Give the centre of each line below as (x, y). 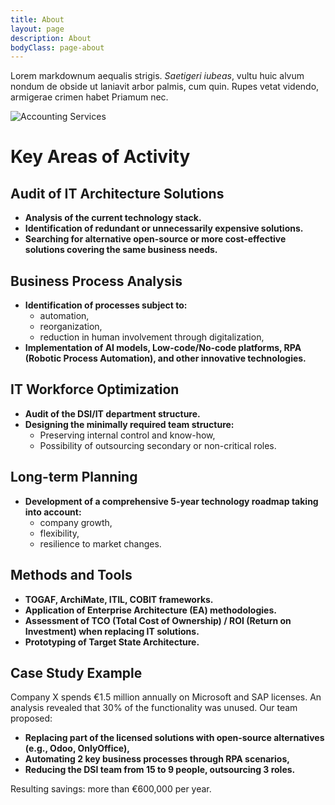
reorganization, (71, 327)
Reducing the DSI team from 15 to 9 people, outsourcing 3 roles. (160, 770)
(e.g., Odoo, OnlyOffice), (77, 748)
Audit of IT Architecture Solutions (117, 193)
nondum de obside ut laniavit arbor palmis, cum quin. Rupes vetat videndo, (165, 87)
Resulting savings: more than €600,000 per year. (111, 789)
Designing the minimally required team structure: (129, 424)
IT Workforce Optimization (95, 389)
